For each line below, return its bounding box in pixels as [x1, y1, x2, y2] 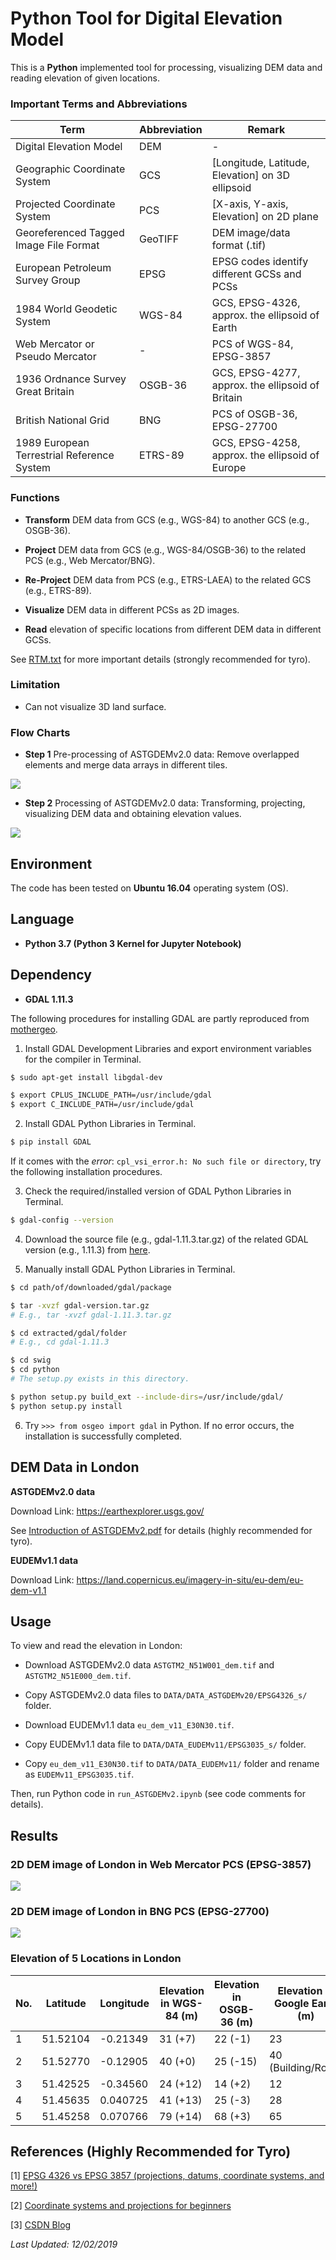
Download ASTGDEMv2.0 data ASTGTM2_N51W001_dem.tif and [24, 1659, 275, 1671]
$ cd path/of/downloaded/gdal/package [10, 1282, 172, 1292]
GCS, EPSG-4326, [211, 296, 301, 310]
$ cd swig [10, 1355, 52, 1366]
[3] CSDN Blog [10, 2219, 72, 2231]
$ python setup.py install [10, 1401, 123, 1411]
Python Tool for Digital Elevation [10, 7, 283, 30]
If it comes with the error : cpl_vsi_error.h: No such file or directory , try [10, 1155, 322, 1167]
